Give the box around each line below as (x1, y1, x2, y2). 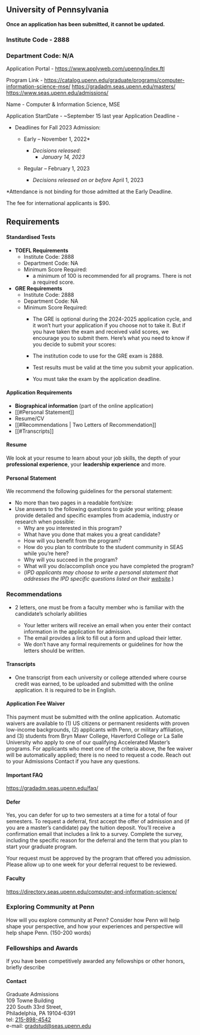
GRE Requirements (14, 284, 62, 292)
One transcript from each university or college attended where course (14, 674, 187, 681)
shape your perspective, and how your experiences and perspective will (6, 922, 183, 929)
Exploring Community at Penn (6, 903, 95, 911)
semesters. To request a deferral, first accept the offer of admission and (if (6, 818, 190, 825)
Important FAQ (6, 771, 43, 779)
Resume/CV (14, 414, 45, 422)
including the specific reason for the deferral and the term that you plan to (6, 837, 188, 844)
